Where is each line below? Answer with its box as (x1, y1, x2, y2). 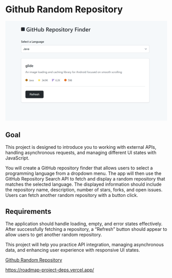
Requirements (5, 207, 51, 216)
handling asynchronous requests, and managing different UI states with (5, 150, 157, 156)
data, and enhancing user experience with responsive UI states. (5, 247, 140, 253)
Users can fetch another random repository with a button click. (5, 192, 139, 198)
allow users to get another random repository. (5, 232, 102, 238)
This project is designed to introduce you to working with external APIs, (5, 144, 157, 150)
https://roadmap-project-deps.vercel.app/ (5, 267, 94, 273)
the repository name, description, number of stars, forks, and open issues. (5, 187, 163, 193)
